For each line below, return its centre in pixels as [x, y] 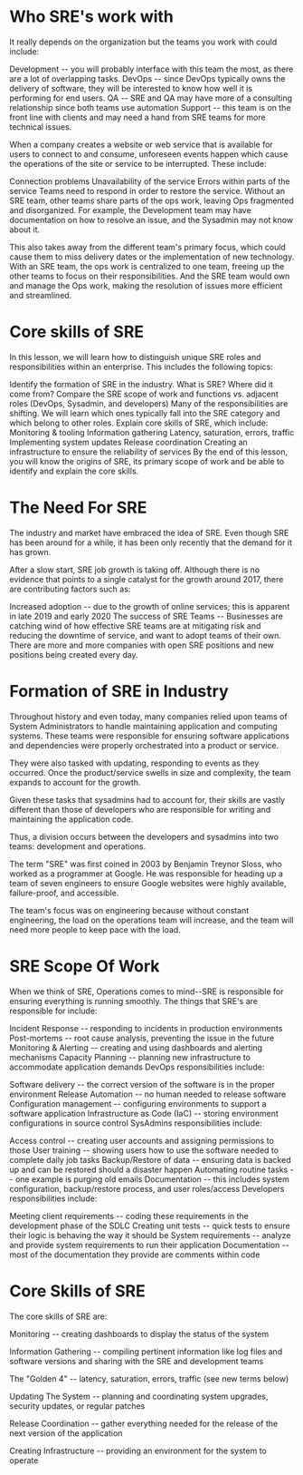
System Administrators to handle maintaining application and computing [143, 726]
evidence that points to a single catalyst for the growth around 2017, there [147, 579]
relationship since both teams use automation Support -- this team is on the [150, 107]
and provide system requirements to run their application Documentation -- [149, 1245]
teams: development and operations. [78, 846]
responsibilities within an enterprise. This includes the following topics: [141, 366]
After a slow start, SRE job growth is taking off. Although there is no [135, 570]
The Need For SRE [78, 508]
